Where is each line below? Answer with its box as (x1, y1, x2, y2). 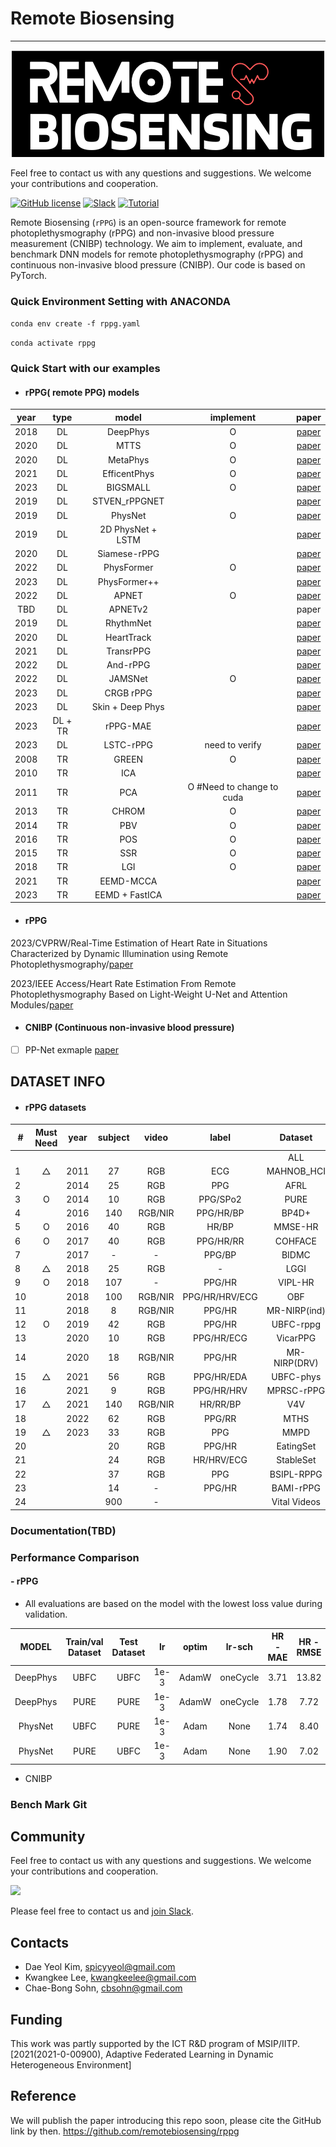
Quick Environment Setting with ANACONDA (10, 294, 231, 308)
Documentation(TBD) (10, 1523, 117, 1537)
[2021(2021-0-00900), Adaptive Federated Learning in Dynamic (10, 2048, 274, 2061)
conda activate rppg (10, 338, 97, 349)
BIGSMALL (106, 482, 151, 494)
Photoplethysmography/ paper (10, 958, 134, 970)
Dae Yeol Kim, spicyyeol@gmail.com (24, 1961, 176, 1973)
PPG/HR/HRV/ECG (182, 1290, 258, 1302)
